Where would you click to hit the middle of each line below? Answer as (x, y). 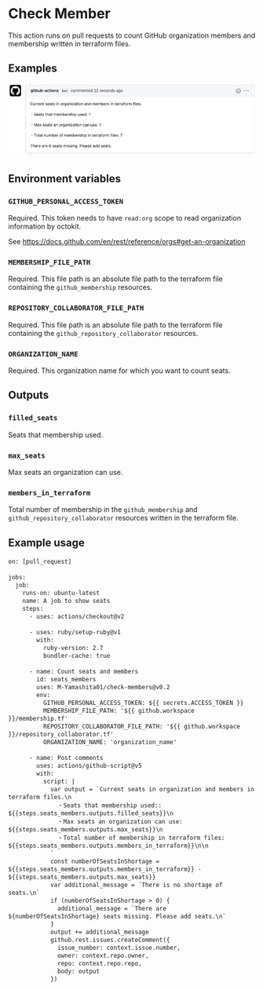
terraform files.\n (40, 798)
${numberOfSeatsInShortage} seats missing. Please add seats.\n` (117, 917)
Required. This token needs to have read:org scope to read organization (125, 218)
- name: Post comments (66, 758)
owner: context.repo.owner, (103, 956)
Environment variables (65, 179)
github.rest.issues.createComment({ (110, 940)
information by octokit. (45, 226)
